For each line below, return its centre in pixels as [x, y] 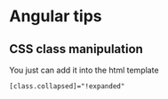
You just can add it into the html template [84, 70]
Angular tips [56, 16]
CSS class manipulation [76, 49]
